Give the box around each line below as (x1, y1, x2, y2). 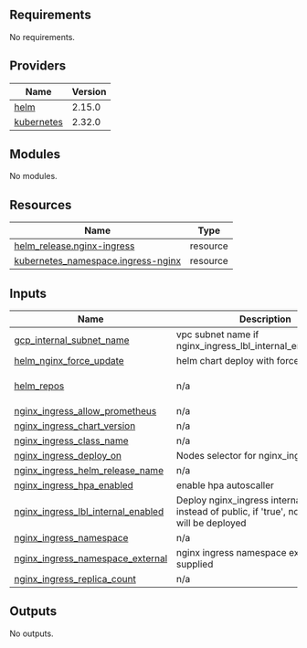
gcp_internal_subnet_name (14, 334, 130, 346)
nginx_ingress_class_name (14, 434, 130, 447)
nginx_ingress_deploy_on (14, 450, 122, 462)
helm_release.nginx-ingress (14, 239, 135, 252)
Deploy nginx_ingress (176, 494, 270, 506)
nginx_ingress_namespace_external (14, 552, 168, 565)
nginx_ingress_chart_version (14, 420, 136, 432)
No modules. (9, 171, 58, 182)
